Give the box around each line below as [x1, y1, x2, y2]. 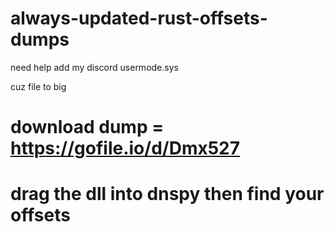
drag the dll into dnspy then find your [10, 183, 325, 206]
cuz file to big [10, 80, 67, 92]
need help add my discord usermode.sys [10, 61, 179, 73]
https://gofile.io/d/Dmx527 [10, 137, 241, 160]
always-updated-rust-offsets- [10, 7, 268, 30]
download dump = [10, 116, 165, 139]
